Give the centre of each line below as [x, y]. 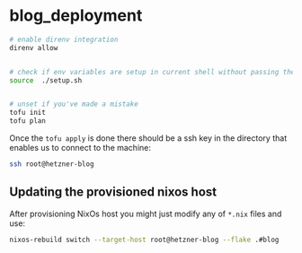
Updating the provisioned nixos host [113, 192]
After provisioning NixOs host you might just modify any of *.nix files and [146, 214]
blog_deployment [76, 16]
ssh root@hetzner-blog [52, 164]
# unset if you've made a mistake [74, 104]
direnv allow [34, 48]
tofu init [28, 113]
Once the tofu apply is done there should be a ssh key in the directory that [148, 138]
